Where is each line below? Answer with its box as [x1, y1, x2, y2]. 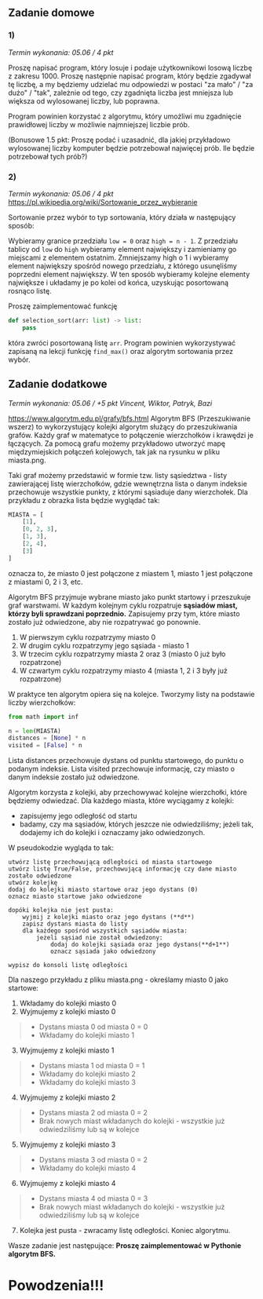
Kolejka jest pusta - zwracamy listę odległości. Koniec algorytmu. [19, 1226, 231, 1235]
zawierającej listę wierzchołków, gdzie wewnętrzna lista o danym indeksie [8, 479, 247, 488]
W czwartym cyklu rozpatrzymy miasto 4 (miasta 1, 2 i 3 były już [19, 666, 228, 675]
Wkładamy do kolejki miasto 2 [38, 1069, 136, 1078]
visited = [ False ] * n [8, 742, 82, 750]
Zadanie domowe [8, 6, 95, 20]
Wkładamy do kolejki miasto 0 [19, 998, 116, 1008]
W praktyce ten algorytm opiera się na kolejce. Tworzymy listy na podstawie [8, 689, 255, 699]
